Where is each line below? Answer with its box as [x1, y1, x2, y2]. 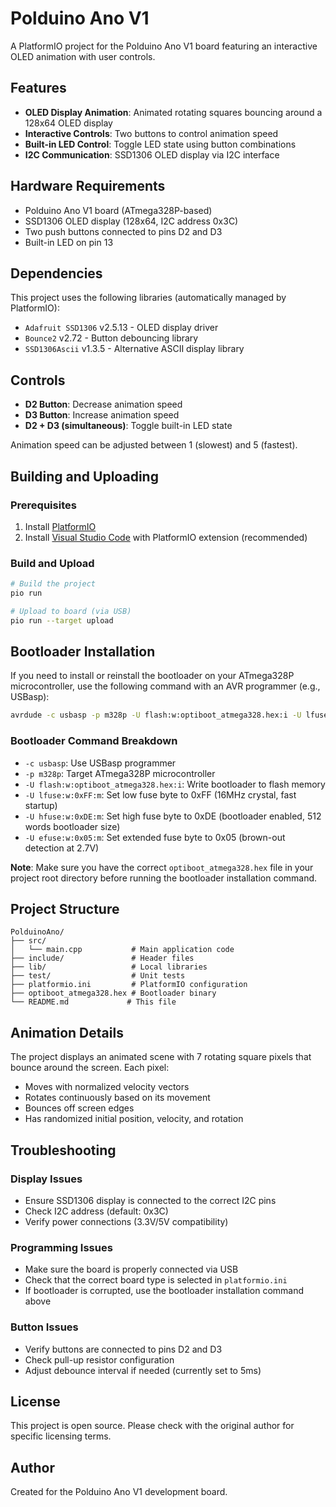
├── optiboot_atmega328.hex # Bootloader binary [10, 988, 217, 999]
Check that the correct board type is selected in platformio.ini [24, 1274, 288, 1286]
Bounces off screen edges [24, 1102, 135, 1114]
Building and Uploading [10, 468, 159, 485]
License [10, 1393, 61, 1410]
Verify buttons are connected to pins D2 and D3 [24, 1343, 223, 1355]
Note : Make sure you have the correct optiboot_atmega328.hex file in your [10, 861, 314, 873]
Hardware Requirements [10, 178, 166, 195]
